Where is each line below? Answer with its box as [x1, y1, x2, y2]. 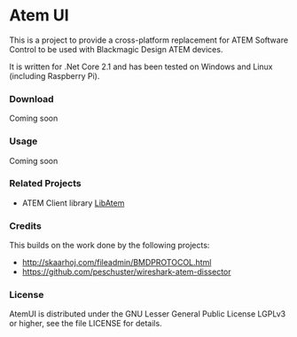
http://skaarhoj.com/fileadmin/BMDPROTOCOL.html [21, 257, 212, 268]
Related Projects [9, 177, 82, 190]
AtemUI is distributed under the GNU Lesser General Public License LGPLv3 [9, 309, 286, 319]
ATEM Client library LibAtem [21, 197, 125, 208]
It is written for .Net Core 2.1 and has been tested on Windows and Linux [9, 61, 273, 72]
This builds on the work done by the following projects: [9, 240, 210, 251]
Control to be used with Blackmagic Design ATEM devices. [9, 43, 223, 54]
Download [9, 92, 55, 105]
